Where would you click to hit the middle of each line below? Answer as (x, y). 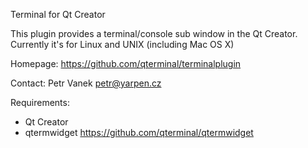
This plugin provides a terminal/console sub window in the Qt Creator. (154, 33)
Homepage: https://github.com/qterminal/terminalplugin (126, 63)
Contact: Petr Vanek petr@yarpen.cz (86, 83)
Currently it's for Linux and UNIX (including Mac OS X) (122, 44)
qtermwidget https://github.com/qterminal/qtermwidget (139, 132)
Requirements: (40, 102)
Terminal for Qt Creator (58, 14)
